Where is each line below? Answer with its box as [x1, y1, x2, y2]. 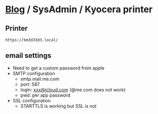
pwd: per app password [20, 92, 71, 98]
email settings [5, 51, 52, 60]
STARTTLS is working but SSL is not [20, 103, 97, 109]
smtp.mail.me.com [20, 76, 60, 82]
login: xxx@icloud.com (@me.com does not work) [20, 86, 126, 93]
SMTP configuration [12, 70, 55, 76]
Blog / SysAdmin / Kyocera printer [5, 4, 153, 15]
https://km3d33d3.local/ [5, 37, 58, 42]
